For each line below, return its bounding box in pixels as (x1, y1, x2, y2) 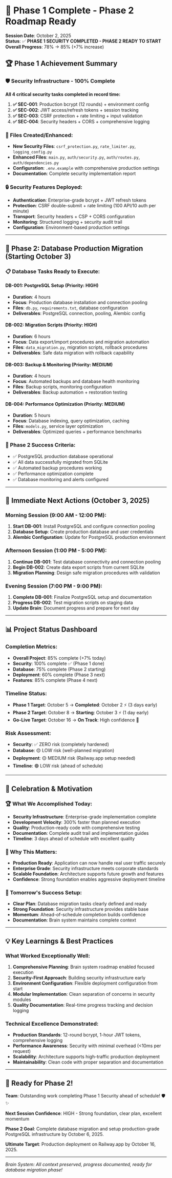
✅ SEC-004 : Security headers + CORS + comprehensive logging (12, 118, 150, 125)
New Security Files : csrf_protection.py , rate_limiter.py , (12, 143, 136, 149)
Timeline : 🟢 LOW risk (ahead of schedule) (12, 763, 103, 769)
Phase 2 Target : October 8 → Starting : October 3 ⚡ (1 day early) (12, 709, 149, 715)
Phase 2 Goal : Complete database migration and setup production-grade (5, 1126, 160, 1132)
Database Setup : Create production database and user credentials (12, 528, 154, 535)
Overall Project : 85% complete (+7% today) (12, 655, 106, 661)
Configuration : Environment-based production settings (12, 224, 130, 230)
